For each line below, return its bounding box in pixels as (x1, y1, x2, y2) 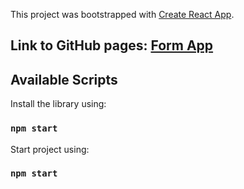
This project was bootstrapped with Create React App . (10, 9, 235, 20)
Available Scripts (10, 71, 118, 88)
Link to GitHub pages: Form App (10, 37, 214, 54)
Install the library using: (10, 98, 107, 110)
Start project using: (10, 143, 90, 155)
